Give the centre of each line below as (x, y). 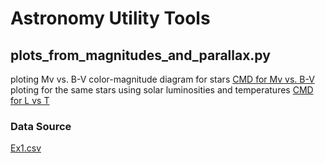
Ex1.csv (26, 148)
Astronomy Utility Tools (110, 18)
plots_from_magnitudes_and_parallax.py (140, 55)
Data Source (41, 126)
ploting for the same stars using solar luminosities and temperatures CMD (162, 90)
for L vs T (30, 100)
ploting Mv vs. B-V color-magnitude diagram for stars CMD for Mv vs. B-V (162, 79)
